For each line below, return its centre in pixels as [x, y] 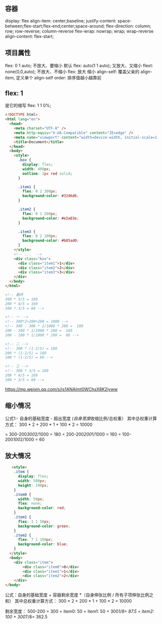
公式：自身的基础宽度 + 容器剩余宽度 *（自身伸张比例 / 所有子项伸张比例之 [79, 595]
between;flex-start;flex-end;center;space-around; [55, 26]
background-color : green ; [44, 526]
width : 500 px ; [32, 481]
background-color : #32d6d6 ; [51, 196]
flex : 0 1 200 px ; [40, 214]
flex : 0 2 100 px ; [40, 236]
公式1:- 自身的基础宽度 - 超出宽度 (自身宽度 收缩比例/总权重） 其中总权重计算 [81, 418]
